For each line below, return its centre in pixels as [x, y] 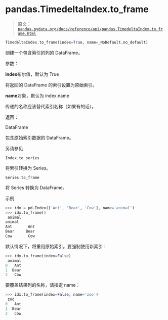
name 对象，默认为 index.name [37, 96]
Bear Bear [20, 232]
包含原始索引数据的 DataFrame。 [39, 138]
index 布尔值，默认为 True [32, 74]
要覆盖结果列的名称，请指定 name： [43, 285]
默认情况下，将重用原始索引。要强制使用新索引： [56, 246]
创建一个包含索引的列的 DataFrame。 [44, 53]
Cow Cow [20, 236]
